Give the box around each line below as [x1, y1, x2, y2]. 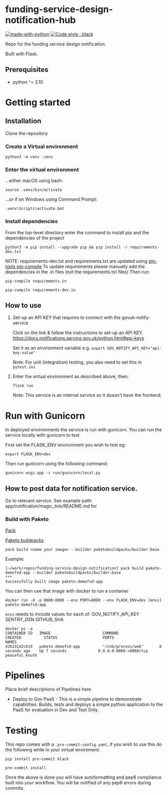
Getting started [5, 96, 71, 108]
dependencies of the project [5, 235, 65, 241]
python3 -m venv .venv [5, 155, 53, 160]
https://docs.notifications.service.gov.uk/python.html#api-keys [12, 335, 144, 341]
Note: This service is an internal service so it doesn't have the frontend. [12, 392, 162, 399]
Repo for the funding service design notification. [5, 41, 106, 47]
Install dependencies [5, 218, 58, 225]
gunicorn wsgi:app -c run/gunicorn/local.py [5, 471, 101, 476]
